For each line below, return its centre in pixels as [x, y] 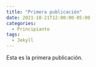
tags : [13, 35]
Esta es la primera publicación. [45, 58]
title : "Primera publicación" [44, 12]
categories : [21, 23]
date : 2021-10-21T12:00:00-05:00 [48, 18]
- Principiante [31, 29]
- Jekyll [23, 40]
